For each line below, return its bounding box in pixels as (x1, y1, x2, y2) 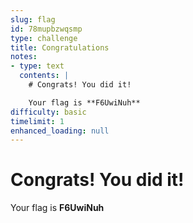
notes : (10, 52, 38, 62)
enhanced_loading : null (10, 126, 110, 136)
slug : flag (10, 14, 56, 25)
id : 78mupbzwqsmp (10, 24, 83, 34)
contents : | (19, 71, 70, 81)
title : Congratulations (10, 42, 110, 53)
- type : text (10, 61, 65, 71)
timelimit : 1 (10, 116, 65, 126)
